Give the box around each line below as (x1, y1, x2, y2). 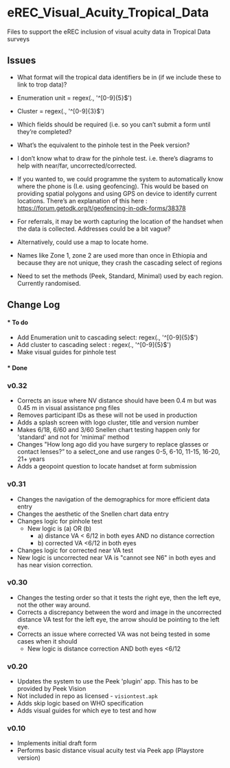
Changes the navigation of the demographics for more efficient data (16, 495, 210, 503)
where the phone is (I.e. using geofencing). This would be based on (16, 182, 209, 190)
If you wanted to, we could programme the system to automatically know (16, 174, 224, 183)
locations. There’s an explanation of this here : (16, 196, 148, 205)
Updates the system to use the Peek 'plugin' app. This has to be (16, 677, 198, 686)
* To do (7, 318, 29, 326)
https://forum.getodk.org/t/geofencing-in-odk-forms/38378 (16, 204, 187, 212)
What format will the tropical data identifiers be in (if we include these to (16, 73, 222, 81)
